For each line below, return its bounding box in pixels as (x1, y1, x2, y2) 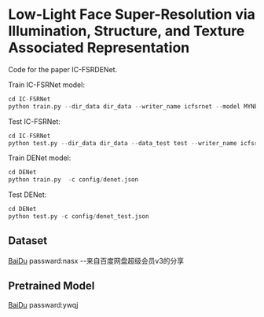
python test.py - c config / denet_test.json (8, 213, 149, 220)
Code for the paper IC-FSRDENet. (8, 64, 118, 74)
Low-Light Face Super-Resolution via (8, 5, 255, 24)
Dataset (8, 234, 48, 248)
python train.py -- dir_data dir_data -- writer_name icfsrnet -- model (8, 102, 241, 111)
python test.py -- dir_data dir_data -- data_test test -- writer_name (8, 139, 237, 147)
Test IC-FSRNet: (8, 116, 61, 126)
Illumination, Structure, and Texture (8, 22, 245, 40)
